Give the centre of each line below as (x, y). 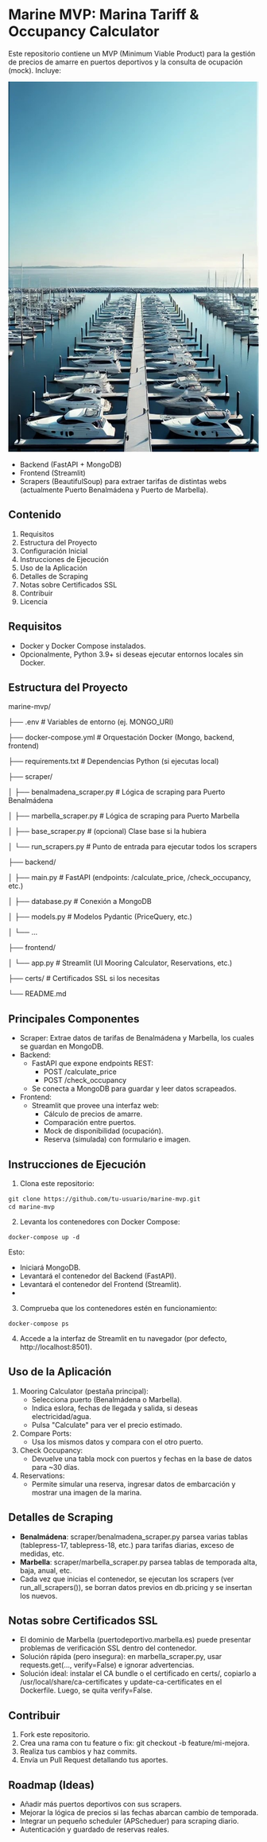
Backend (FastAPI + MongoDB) (71, 464)
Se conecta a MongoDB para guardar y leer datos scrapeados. (134, 1089)
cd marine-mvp (32, 1207)
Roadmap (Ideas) (52, 1785)
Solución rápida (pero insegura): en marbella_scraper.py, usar (121, 1657)
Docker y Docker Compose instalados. (83, 646)
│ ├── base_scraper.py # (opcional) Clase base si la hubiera (107, 832)
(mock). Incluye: (35, 70)
